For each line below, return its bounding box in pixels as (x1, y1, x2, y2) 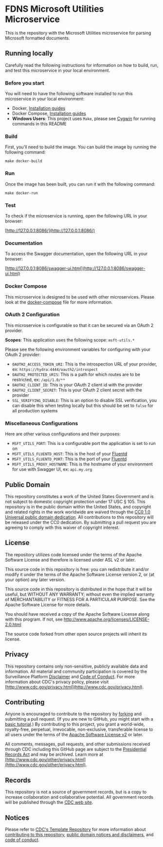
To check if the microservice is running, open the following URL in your (5, 213, 147, 219)
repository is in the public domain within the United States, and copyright (5, 504, 151, 509)
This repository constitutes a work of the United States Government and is (5, 493, 154, 499)
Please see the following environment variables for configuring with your (5, 346, 151, 352)
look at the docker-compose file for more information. (5, 299, 113, 305)
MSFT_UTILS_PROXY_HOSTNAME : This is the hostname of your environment (12, 461, 153, 467)
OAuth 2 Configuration (5, 311, 60, 318)
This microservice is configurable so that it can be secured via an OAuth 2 (5, 322, 154, 328)
